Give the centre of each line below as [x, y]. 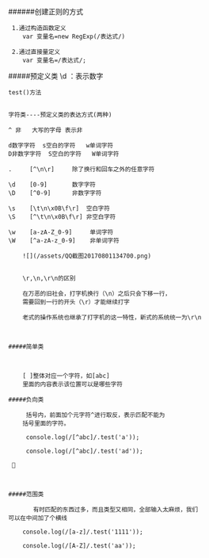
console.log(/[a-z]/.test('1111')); [83, 532]
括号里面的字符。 [46, 423]
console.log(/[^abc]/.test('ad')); [85, 451]
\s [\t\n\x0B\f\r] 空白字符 [59, 208]
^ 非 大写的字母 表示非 [46, 130]
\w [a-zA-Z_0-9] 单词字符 [61, 232]
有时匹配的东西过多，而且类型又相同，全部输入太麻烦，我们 [116, 510]
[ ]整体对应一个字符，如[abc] [66, 376]
